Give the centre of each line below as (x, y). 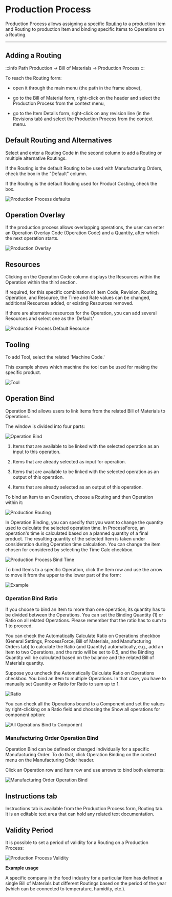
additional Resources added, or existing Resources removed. (69, 303)
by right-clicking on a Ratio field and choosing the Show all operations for (83, 709)
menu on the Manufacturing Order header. (50, 760)
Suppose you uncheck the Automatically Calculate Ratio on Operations (80, 673)
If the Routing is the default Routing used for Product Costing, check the (81, 183)
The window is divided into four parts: (45, 426)
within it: (14, 502)
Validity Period (29, 830)
